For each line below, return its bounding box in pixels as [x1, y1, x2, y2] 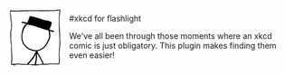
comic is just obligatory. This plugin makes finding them [69, 41, 277, 51]
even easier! [69, 50, 116, 61]
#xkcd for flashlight [69, 14, 142, 23]
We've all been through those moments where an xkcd [69, 31, 272, 41]
